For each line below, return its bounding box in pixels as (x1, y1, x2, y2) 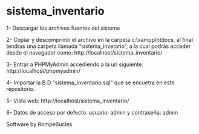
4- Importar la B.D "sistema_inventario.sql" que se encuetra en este (6, 79, 175, 86)
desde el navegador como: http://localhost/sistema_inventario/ (6, 49, 163, 56)
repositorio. (6, 85, 35, 92)
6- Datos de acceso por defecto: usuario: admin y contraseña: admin (6, 109, 178, 116)
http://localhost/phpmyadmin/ (6, 67, 80, 74)
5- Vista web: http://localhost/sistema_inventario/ (6, 97, 129, 104)
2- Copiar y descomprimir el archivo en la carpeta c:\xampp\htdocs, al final (6, 36, 194, 43)
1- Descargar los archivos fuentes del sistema (6, 24, 120, 32)
